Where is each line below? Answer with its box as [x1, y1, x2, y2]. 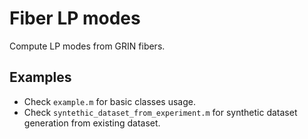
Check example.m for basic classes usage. [23, 95, 196, 107]
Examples [9, 69, 72, 86]
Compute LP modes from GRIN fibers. [9, 40, 166, 52]
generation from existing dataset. [23, 117, 161, 129]
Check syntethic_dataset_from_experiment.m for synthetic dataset [23, 106, 298, 118]
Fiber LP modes [9, 7, 141, 30]
